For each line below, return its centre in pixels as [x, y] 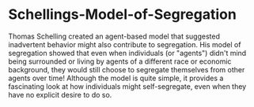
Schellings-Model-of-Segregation [123, 15]
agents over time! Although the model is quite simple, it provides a [116, 78]
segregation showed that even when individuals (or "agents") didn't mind [127, 53]
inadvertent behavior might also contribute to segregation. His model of [125, 44]
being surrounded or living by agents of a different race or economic [120, 61]
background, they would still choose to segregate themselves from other [127, 69]
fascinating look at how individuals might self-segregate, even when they [127, 86]
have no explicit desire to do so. [60, 94]
